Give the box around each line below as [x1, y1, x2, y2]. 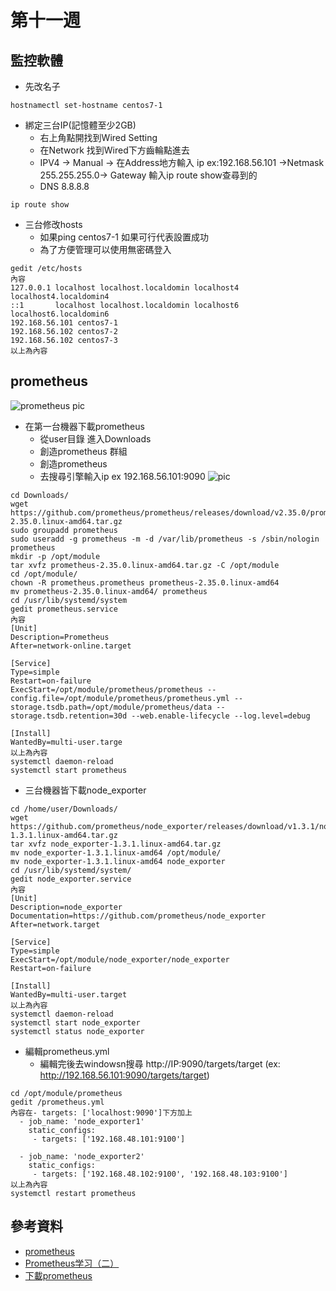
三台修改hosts [24, 219, 83, 230]
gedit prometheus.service [10, 604, 118, 614]
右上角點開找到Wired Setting [39, 132, 158, 143]
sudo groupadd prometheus [10, 525, 118, 535]
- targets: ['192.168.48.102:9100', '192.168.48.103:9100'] [32, 1169, 288, 1179]
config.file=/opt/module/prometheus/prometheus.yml [10, 693, 230, 703]
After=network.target [10, 919, 101, 930]
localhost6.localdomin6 [10, 309, 110, 319]
